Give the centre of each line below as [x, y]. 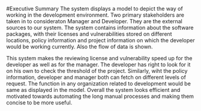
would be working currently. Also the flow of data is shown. [79, 47]
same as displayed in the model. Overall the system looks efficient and [93, 90]
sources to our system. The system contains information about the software [100, 27]
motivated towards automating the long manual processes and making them [100, 96]
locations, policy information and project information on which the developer [100, 40]
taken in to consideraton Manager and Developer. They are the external [94, 21]
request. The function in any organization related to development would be [98, 84]
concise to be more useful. [39, 103]
